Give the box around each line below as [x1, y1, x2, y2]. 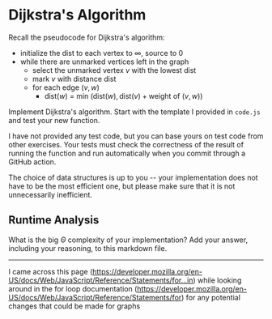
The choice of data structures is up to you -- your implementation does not [8, 172, 258, 182]
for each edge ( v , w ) [32, 83, 100, 92]
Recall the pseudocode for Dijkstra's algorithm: [8, 32, 165, 42]
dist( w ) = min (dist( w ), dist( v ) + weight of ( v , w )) [44, 91, 203, 100]
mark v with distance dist [32, 74, 117, 83]
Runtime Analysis [8, 213, 100, 228]
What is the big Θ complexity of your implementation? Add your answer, [8, 235, 249, 245]
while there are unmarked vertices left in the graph [19, 57, 189, 66]
